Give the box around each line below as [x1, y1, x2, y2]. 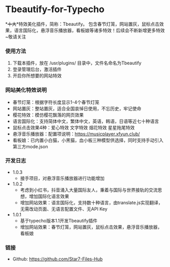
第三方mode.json [12, 143, 48, 149]
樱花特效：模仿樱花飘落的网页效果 [12, 111, 84, 118]
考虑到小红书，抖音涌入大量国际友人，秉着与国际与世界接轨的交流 [20, 186, 158, 193]
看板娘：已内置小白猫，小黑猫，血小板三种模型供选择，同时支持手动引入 [12, 137, 163, 143]
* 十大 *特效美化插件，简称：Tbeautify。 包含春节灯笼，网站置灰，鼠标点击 [5, 21, 160, 27]
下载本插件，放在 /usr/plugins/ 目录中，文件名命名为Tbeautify [12, 60, 142, 66]
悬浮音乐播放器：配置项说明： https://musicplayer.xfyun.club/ [12, 131, 140, 137]
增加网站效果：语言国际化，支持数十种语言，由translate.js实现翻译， [20, 199, 163, 206]
